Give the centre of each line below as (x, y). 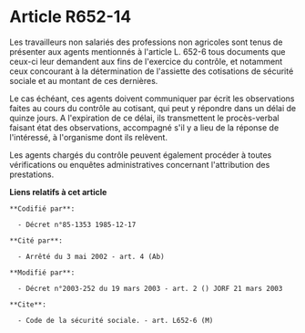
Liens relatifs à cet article (58, 192)
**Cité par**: (36, 240)
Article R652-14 (71, 17)
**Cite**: (28, 304)
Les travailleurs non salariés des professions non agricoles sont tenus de (146, 42)
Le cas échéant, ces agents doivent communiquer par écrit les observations (152, 99)
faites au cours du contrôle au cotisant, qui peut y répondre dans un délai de (153, 108)
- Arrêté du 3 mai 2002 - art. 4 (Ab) (91, 256)
